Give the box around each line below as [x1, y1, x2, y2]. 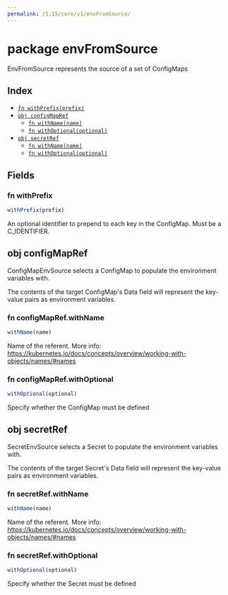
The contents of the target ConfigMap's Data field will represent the [7, 288, 205, 296]
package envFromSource [7, 40, 158, 57]
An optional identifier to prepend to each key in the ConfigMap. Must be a [7, 219, 222, 227]
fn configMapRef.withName [7, 312, 104, 322]
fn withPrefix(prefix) [17, 105, 85, 112]
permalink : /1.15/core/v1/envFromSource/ [7, 10, 131, 18]
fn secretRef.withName [7, 489, 89, 499]
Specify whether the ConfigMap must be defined [7, 403, 150, 412]
